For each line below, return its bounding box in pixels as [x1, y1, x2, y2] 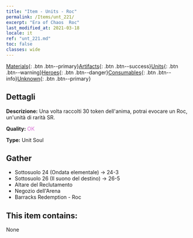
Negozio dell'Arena [14, 188, 61, 195]
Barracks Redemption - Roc [14, 194, 82, 201]
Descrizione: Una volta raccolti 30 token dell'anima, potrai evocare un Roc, [6, 108, 188, 115]
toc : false [6, 42, 33, 47]
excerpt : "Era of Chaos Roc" [6, 19, 80, 25]
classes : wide [6, 47, 41, 53]
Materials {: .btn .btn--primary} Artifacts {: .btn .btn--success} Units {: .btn [6, 63, 178, 70]
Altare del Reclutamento [14, 181, 73, 188]
